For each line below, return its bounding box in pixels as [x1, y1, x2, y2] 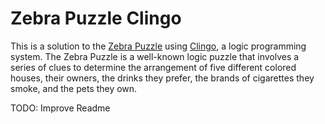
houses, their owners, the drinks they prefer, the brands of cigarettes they [10, 72, 315, 84]
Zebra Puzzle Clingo [10, 7, 182, 30]
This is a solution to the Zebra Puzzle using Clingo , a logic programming [10, 40, 307, 52]
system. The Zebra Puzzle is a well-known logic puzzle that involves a [10, 50, 300, 62]
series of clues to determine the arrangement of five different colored [10, 61, 297, 73]
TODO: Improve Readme [10, 102, 111, 114]
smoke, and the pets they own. [10, 82, 138, 94]
